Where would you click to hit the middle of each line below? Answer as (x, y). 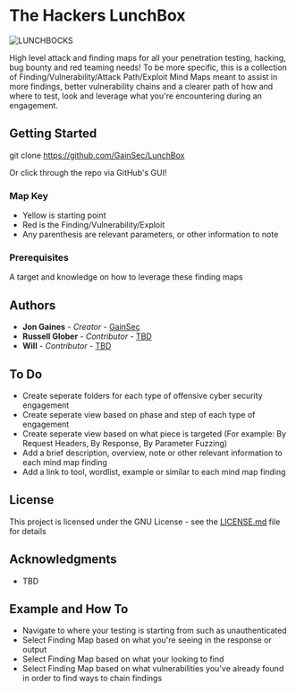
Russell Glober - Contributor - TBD (87, 336)
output (34, 650)
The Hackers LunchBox (97, 16)
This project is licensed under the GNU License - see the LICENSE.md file (145, 522)
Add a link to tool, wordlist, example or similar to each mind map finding (154, 471)
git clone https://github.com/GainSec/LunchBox (97, 155)
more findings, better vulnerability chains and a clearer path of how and (141, 86)
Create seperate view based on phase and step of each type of (139, 414)
